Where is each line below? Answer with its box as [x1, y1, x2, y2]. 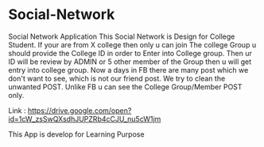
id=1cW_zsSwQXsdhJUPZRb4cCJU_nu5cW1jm [8, 114, 161, 123]
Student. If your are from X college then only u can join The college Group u [8, 40, 257, 49]
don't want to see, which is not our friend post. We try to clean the [8, 73, 226, 83]
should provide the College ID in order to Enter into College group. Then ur [8, 48, 252, 58]
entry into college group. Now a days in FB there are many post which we [8, 65, 249, 74]
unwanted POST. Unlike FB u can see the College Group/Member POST [8, 81, 243, 92]
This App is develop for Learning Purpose [8, 129, 145, 139]
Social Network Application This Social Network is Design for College [8, 32, 235, 41]
